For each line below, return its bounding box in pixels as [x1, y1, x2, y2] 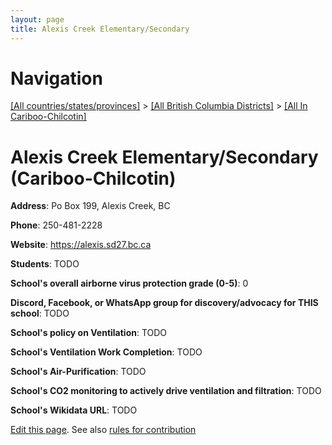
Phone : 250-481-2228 [10, 219, 103, 231]
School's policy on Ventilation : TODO [10, 327, 168, 339]
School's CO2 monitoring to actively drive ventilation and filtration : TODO [10, 385, 322, 397]
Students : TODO [10, 258, 80, 270]
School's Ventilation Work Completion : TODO [10, 346, 203, 358]
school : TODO [10, 307, 70, 320]
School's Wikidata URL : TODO [10, 404, 138, 416]
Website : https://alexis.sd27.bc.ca [10, 239, 152, 251]
